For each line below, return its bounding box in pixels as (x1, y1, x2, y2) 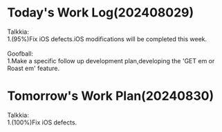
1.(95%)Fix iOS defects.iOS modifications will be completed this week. (7, 34, 207, 43)
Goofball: (7, 49, 33, 58)
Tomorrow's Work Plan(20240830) (7, 88, 214, 104)
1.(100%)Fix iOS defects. (7, 118, 77, 126)
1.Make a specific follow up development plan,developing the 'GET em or (7, 56, 215, 65)
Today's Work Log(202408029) (7, 5, 194, 21)
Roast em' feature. (7, 64, 60, 72)
